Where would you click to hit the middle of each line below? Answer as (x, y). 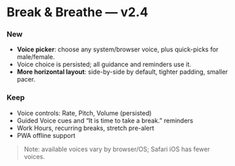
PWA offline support (46, 135)
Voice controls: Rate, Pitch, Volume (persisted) (84, 113)
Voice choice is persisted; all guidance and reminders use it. (104, 65)
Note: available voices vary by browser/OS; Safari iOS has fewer (117, 149)
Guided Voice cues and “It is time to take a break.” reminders (105, 120)
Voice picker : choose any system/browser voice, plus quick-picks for (118, 49)
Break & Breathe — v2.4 (77, 12)
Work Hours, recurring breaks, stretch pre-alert (85, 128)
